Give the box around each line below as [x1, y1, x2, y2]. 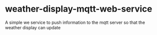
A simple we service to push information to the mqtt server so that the [5, 19, 145, 25]
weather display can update [5, 24, 61, 30]
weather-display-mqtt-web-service [5, 3, 152, 15]
